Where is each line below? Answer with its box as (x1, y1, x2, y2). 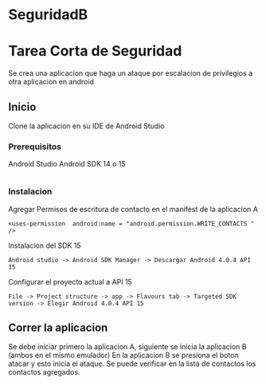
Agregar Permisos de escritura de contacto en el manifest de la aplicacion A (8, 204, 259, 214)
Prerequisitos (8, 141, 62, 152)
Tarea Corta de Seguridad (8, 42, 182, 61)
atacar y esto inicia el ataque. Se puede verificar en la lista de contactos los (8, 359, 256, 368)
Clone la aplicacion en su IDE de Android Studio (8, 121, 165, 131)
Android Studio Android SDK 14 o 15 (8, 159, 126, 169)
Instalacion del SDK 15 (8, 241, 81, 250)
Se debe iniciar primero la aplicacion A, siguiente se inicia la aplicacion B (8, 342, 247, 352)
